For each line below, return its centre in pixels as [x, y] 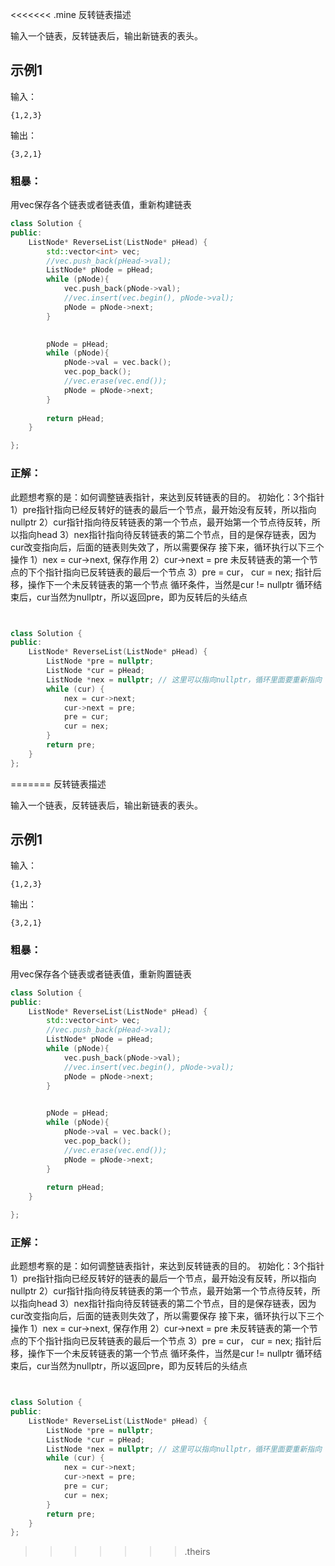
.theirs [197, 1552]
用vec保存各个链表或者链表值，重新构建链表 [101, 205]
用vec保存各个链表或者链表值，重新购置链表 [101, 974]
